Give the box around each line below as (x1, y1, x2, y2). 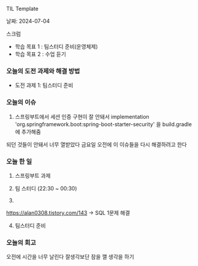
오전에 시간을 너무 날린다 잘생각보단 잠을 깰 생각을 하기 (6, 253, 134, 261)
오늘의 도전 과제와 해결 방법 (6, 67, 80, 75)
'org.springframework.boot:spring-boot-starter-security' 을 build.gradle (14, 120, 192, 128)
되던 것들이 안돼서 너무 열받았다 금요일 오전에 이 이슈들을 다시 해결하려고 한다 (6, 141, 187, 148)
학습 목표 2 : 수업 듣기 (14, 50, 67, 58)
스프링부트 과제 (14, 172, 51, 179)
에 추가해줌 (14, 128, 41, 135)
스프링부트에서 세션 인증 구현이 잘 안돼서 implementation (14, 113, 149, 120)
